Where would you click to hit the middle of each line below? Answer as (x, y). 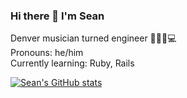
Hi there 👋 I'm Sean (57, 16)
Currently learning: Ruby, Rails (72, 63)
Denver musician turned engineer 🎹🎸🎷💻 (93, 38)
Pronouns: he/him (47, 53)
